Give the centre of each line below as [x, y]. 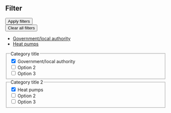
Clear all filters [21, 28]
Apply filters [19, 21]
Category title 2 [27, 82]
